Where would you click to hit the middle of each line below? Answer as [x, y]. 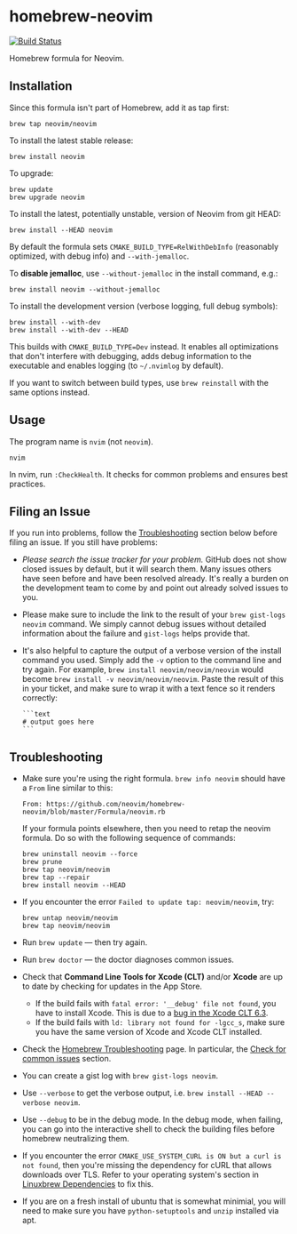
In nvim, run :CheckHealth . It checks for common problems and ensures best [148, 474]
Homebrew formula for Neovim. [67, 58]
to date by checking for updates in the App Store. [112, 986]
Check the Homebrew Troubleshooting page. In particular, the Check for [154, 1049]
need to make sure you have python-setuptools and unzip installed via [150, 1211]
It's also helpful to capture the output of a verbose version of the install [152, 651]
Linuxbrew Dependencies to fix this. [87, 1184]
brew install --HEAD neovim [61, 230]
